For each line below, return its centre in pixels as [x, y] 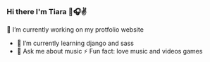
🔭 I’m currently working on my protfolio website [75, 30]
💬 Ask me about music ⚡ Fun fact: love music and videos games [110, 51]
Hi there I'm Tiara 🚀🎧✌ [47, 11]
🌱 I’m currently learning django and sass [75, 43]
